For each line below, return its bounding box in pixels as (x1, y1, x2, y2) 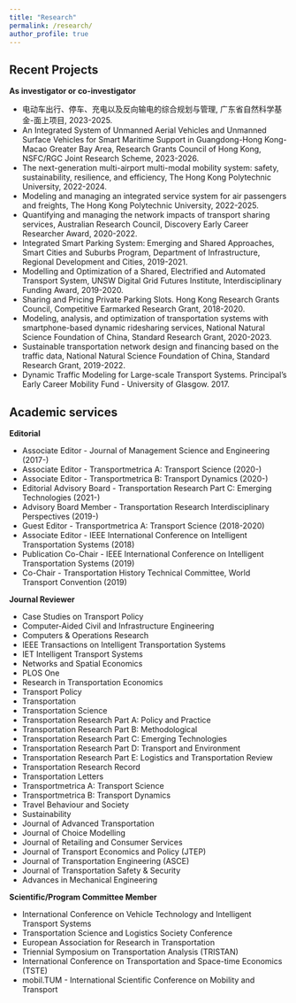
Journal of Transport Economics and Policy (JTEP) (21, 846, 207, 857)
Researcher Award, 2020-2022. (21, 228, 138, 239)
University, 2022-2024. (21, 181, 108, 192)
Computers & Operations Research (21, 630, 149, 640)
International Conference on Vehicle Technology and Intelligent (21, 909, 252, 919)
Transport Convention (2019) (21, 577, 128, 587)
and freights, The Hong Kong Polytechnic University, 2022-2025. (21, 200, 259, 211)
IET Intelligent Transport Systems (21, 649, 143, 660)
